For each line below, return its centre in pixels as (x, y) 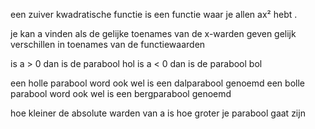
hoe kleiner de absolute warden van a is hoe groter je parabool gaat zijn (158, 113)
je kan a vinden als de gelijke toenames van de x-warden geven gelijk (153, 33)
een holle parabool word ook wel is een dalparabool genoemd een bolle (157, 83)
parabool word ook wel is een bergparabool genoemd (121, 93)
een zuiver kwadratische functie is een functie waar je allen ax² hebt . (154, 14)
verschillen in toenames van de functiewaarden (108, 44)
